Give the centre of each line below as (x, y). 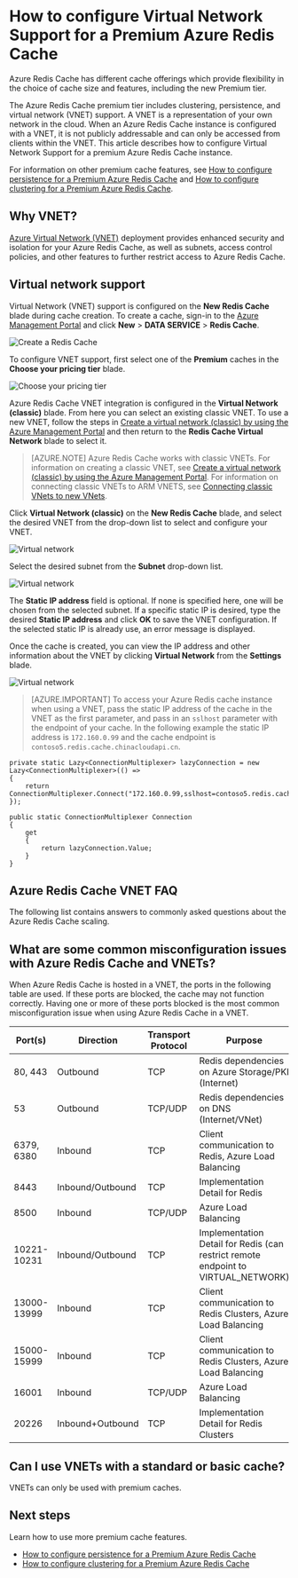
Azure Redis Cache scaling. (59, 921)
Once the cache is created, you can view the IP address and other (130, 646)
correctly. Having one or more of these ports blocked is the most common (145, 1004)
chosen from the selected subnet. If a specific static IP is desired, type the (145, 610)
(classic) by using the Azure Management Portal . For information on (154, 477)
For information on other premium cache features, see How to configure (141, 170)
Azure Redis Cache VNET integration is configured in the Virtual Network (144, 403)
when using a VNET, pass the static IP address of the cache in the (151, 708)
